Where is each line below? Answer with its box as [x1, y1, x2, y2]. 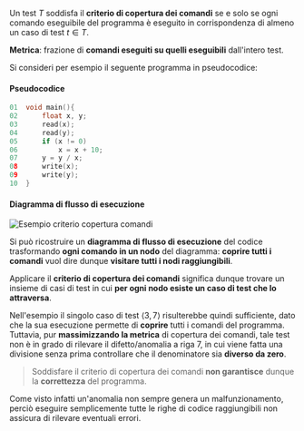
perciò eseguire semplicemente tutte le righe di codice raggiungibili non [9, 403, 279, 414]
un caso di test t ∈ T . [9, 27, 89, 37]
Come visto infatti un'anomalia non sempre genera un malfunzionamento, [9, 394, 284, 405]
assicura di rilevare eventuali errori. [9, 413, 142, 424]
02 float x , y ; [9, 112, 88, 121]
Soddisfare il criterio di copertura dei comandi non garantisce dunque [31, 367, 295, 377]
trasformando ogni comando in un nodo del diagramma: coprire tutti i [9, 246, 272, 257]
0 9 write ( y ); [9, 171, 79, 180]
